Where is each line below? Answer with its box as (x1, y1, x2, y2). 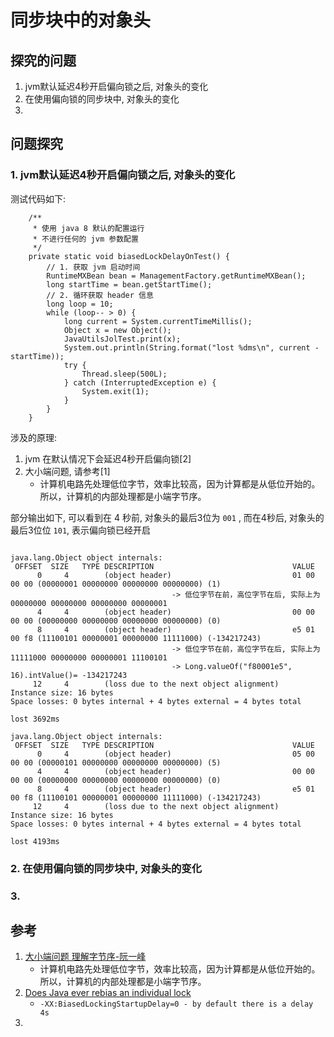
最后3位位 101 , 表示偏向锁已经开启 (10, 524, 152, 536)
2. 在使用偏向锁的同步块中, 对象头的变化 (10, 861, 203, 875)
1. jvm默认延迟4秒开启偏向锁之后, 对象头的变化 (10, 168, 236, 182)
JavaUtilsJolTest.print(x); (63, 334, 182, 344)
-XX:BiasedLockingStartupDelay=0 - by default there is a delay (39, 999, 314, 1010)
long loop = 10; (46, 299, 114, 309)
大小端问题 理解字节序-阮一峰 (24, 951, 147, 963)
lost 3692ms (10, 714, 60, 724)
